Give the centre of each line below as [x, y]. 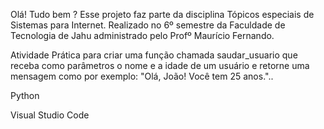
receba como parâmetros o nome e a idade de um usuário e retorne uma [160, 65]
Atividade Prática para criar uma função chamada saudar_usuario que [154, 55]
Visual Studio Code [50, 115]
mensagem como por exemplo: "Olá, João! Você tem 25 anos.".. [142, 76]
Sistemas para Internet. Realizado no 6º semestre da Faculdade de [148, 25]
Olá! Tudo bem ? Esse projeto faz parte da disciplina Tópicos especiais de [162, 14]
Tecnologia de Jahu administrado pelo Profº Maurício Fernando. [142, 35]
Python [25, 95]
